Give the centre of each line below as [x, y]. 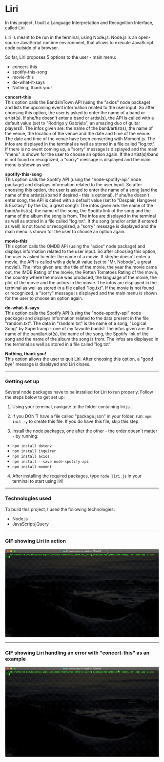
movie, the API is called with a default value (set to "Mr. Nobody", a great [78, 262]
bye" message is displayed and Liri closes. [48, 364]
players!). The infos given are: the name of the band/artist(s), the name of [79, 128]
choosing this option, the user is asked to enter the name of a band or [75, 112]
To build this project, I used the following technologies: [60, 509]
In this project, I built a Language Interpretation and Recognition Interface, [79, 23]
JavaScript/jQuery [30, 524]
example [15, 659]
